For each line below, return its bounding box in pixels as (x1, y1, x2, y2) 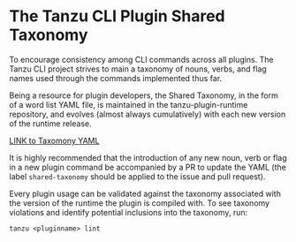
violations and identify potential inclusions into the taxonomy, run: (9, 207, 248, 217)
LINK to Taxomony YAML (9, 135, 100, 146)
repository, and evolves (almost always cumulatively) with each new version (9, 109, 286, 119)
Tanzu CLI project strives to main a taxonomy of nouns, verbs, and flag (9, 64, 267, 74)
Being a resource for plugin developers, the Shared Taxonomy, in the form (9, 90, 278, 101)
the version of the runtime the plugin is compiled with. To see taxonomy (9, 197, 270, 208)
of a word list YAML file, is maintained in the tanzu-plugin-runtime (9, 99, 248, 110)
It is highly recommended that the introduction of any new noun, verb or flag (9, 152, 287, 163)
